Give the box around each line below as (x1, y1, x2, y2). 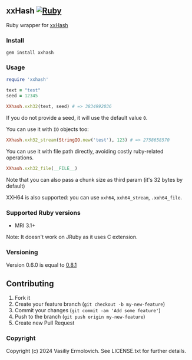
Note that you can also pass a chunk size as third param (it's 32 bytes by (6, 176, 183, 183)
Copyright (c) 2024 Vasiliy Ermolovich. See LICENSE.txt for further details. (6, 348, 187, 355)
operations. (6, 154, 34, 161)
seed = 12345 (6, 93, 38, 99)
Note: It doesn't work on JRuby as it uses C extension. (6, 233, 138, 240)
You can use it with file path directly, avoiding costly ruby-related (6, 148, 164, 155)
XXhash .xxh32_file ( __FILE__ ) (6, 165, 78, 171)
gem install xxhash (6, 50, 54, 56)
